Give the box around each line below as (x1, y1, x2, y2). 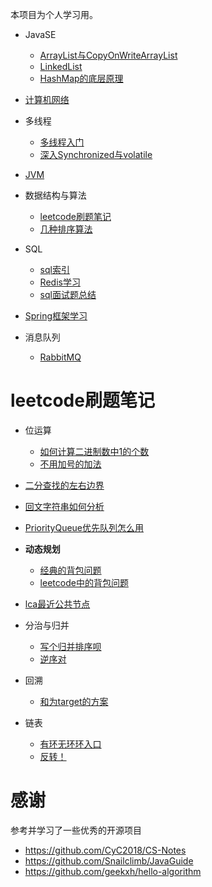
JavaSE (24, 29, 57, 40)
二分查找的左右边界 (24, 479, 105, 491)
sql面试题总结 (39, 289, 97, 300)
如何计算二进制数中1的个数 (39, 445, 150, 457)
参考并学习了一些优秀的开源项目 (10, 824, 142, 836)
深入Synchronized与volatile (39, 149, 153, 160)
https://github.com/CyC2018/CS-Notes (24, 844, 187, 856)
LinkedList (39, 61, 83, 72)
